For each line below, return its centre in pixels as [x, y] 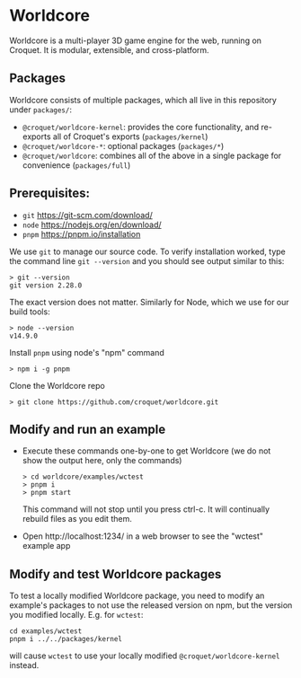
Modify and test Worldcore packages [115, 574]
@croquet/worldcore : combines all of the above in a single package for [152, 155]
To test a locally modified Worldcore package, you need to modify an [137, 596]
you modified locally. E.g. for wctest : [76, 615]
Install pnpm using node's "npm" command [87, 352]
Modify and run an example [88, 429]
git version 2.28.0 [46, 285]
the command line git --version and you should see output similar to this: [147, 260]
